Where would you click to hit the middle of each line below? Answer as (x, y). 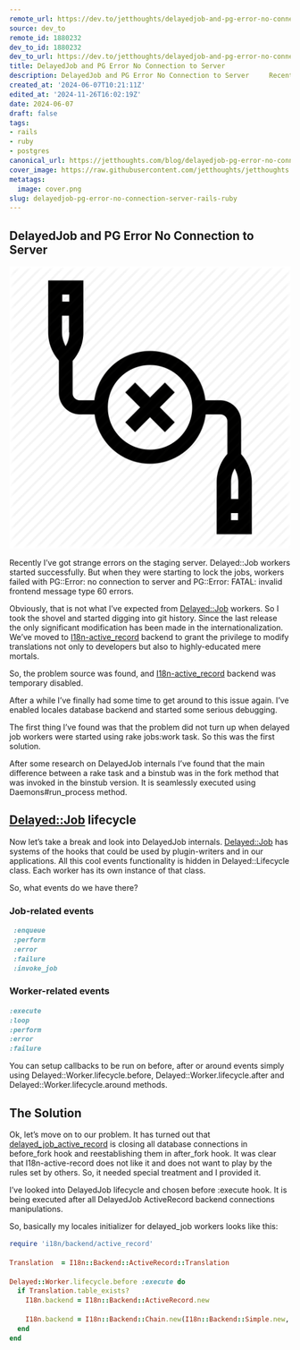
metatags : (28, 179)
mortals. (25, 656)
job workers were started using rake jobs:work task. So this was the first (142, 737)
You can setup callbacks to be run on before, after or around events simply (147, 1066)
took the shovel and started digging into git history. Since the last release (143, 619)
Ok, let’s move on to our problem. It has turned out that (110, 1135)
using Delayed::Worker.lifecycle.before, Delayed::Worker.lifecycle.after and (147, 1075)
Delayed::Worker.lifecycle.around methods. (88, 1085)
